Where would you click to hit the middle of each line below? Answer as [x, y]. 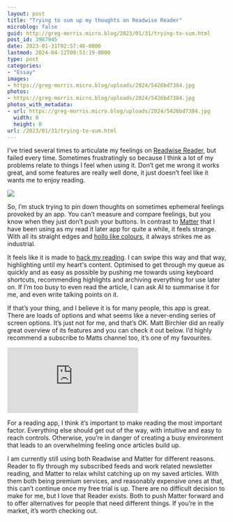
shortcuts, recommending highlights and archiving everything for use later [114, 280]
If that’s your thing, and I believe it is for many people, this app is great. [109, 308]
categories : [24, 66]
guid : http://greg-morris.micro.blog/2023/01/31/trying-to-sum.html [109, 33]
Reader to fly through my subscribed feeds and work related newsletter [110, 466]
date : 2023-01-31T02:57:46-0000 [54, 46]
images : [18, 79]
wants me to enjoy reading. [46, 180]
